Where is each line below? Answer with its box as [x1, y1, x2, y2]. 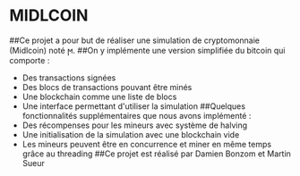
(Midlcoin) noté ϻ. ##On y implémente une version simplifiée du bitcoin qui [9, 45, 286, 55]
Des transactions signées [21, 72, 116, 83]
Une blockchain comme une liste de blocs [21, 91, 177, 102]
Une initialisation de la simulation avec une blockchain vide [21, 129, 240, 139]
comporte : [9, 54, 50, 65]
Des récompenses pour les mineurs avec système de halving [21, 120, 248, 130]
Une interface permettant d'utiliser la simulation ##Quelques [21, 100, 246, 112]
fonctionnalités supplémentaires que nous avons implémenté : [21, 110, 252, 121]
